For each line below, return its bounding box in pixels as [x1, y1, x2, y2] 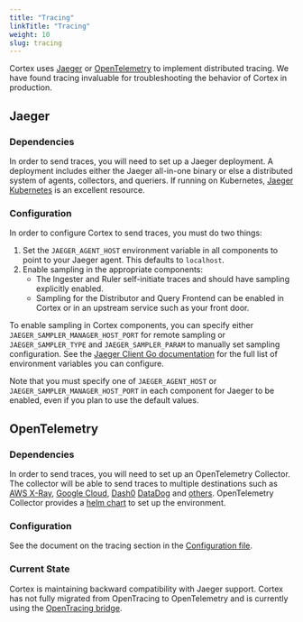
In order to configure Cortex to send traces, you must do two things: [9, 227, 263, 239]
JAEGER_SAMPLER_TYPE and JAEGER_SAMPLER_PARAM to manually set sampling [9, 339, 280, 350]
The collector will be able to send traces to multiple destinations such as [9, 478, 278, 489]
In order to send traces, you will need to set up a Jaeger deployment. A [9, 155, 273, 167]
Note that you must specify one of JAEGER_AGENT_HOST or [9, 376, 217, 387]
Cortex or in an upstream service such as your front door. [35, 303, 250, 314]
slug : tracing [9, 38, 63, 48]
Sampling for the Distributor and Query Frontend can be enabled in [35, 293, 284, 304]
